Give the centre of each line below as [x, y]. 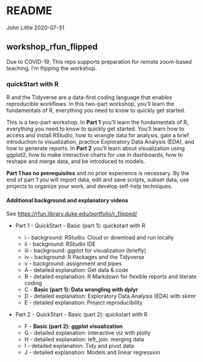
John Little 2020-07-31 [35, 28]
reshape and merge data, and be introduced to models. [76, 161]
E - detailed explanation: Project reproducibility [83, 303]
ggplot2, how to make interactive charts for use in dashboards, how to [95, 155]
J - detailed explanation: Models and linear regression [92, 352]
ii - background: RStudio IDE [60, 244]
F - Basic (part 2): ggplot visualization [74, 326]
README [29, 11]
